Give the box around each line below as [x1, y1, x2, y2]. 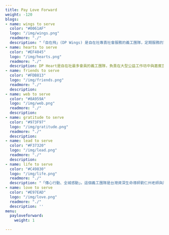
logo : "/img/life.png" [10, 171, 57, 176]
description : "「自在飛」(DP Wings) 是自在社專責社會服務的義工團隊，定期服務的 [10, 40, 163, 45]
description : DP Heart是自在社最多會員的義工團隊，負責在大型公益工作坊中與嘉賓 [10, 63, 162, 68]
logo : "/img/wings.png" [10, 31, 59, 36]
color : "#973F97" [10, 119, 46, 125]
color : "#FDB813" [10, 73, 46, 78]
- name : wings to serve [5, 21, 55, 27]
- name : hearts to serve [5, 45, 57, 50]
